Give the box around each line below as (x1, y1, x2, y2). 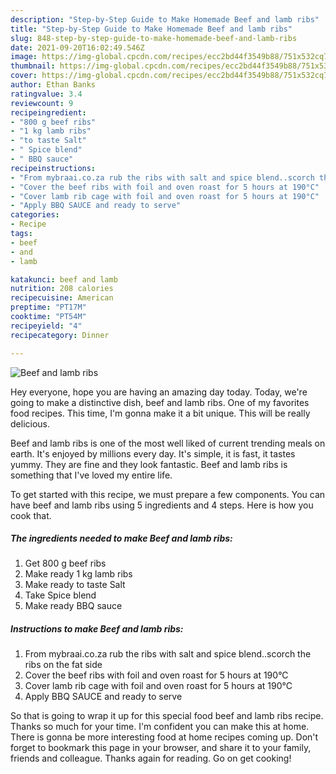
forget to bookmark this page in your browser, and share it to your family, (10, 742, 312, 754)
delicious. (10, 417, 50, 430)
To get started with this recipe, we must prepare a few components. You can (10, 488, 326, 500)
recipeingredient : (10, 107, 87, 118)
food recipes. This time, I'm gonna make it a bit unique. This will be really (10, 407, 311, 419)
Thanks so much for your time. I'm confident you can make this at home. (10, 721, 310, 733)
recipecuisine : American (10, 293, 114, 303)
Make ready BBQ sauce (24, 600, 123, 612)
